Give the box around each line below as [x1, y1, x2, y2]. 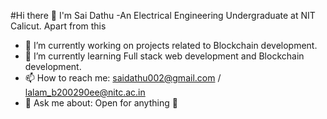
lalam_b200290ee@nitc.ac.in [24, 86, 146, 98]
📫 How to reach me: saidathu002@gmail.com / [24, 72, 222, 84]
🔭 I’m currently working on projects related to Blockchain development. [24, 40, 318, 51]
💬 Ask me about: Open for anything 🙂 [24, 97, 178, 109]
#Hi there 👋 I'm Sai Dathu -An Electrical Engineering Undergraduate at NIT [10, 10, 316, 21]
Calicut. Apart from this [10, 20, 107, 32]
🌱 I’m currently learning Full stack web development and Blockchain [24, 50, 305, 62]
